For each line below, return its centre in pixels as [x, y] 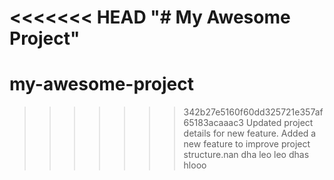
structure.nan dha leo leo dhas [246, 155]
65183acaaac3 [213, 123]
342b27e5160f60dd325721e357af [253, 112]
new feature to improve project [247, 144]
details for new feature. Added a [250, 133]
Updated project [279, 123]
